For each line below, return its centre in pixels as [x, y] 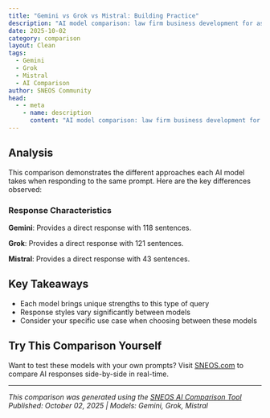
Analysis [31, 153]
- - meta [30, 105]
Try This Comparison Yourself [85, 346]
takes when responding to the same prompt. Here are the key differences [130, 181]
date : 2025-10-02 [37, 31]
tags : [17, 53]
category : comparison [45, 38]
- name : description [57, 113]
